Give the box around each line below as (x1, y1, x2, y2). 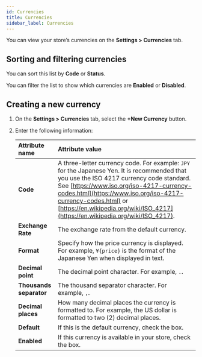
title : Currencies (6, 14, 52, 21)
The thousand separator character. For (58, 281, 167, 289)
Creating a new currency (6, 99, 101, 109)
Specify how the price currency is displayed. (58, 239, 183, 247)
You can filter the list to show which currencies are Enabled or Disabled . (6, 82, 186, 89)
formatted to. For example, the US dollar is (58, 306, 177, 314)
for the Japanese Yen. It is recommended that (58, 166, 187, 175)
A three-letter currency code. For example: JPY (58, 159, 191, 167)
